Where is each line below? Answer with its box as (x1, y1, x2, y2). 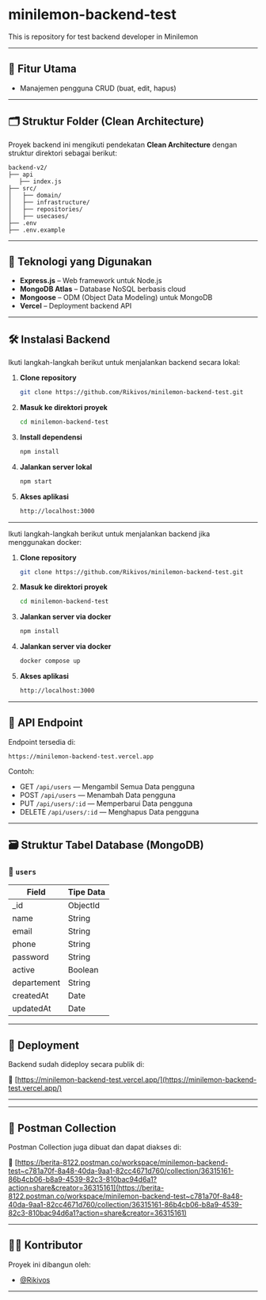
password (12, 952, 49, 963)
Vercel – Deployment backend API (19, 301, 132, 311)
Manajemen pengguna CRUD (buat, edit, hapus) (19, 83, 177, 93)
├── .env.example (8, 226, 66, 234)
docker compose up (19, 657, 81, 665)
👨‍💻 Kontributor (8, 1239, 83, 1252)
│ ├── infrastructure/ (8, 198, 90, 206)
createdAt (12, 990, 49, 1001)
